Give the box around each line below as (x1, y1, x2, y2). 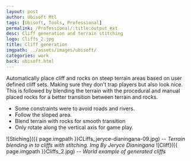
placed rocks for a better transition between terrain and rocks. (6, 93, 158, 101)
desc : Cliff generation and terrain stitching (6, 31, 123, 37)
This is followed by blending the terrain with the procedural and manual (6, 87, 180, 94)
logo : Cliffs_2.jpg (6, 36, 55, 42)
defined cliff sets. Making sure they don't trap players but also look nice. (6, 80, 183, 88)
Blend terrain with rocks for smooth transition (14, 117, 126, 124)
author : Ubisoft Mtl (6, 14, 58, 20)
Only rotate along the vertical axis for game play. (14, 124, 133, 131)
